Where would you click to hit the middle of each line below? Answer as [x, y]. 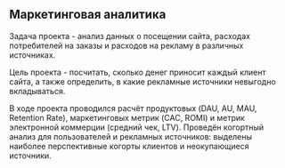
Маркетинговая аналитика [88, 15]
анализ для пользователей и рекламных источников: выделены [130, 136]
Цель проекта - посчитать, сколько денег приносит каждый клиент [138, 72]
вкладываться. [37, 91]
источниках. [33, 55]
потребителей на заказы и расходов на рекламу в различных [126, 45]
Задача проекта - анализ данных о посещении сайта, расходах [130, 36]
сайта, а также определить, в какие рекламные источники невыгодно [142, 81]
